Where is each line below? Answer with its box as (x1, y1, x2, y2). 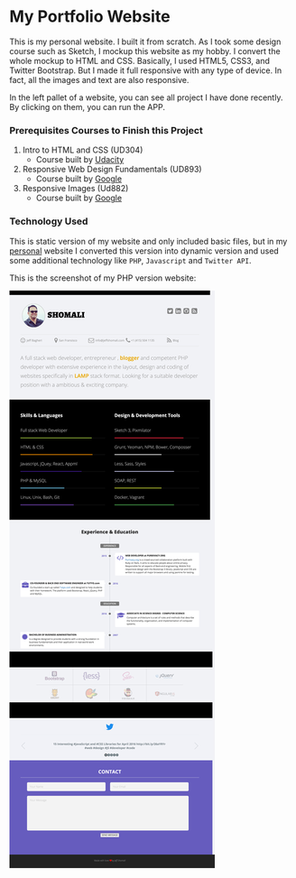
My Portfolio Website (9, 6, 171, 27)
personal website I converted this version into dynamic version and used (9, 245, 280, 256)
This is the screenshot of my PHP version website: (9, 273, 197, 283)
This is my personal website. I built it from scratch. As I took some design (9, 36, 282, 47)
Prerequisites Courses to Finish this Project (9, 124, 203, 136)
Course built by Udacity (35, 154, 125, 165)
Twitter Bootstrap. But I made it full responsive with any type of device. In (9, 65, 282, 76)
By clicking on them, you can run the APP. (9, 101, 165, 112)
